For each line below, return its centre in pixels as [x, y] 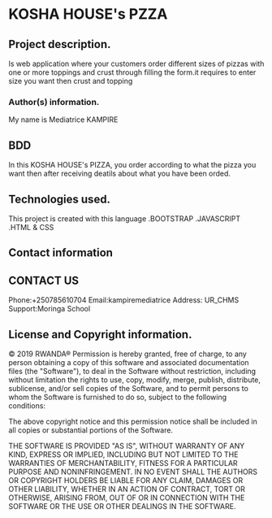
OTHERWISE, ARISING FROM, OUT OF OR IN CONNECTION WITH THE [127, 498]
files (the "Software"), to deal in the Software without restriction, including [132, 371]
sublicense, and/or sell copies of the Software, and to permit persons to [129, 388]
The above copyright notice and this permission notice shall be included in [133, 421]
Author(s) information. [54, 102]
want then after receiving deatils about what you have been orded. [120, 174]
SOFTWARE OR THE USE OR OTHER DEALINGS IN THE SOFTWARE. [122, 506]
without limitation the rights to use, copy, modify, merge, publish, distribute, [135, 380]
